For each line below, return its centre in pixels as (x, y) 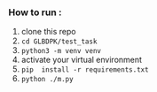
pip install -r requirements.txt (85, 70)
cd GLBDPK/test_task (59, 42)
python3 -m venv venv (61, 51)
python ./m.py (47, 80)
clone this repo (48, 32)
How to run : (35, 12)
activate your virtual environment (82, 60)
